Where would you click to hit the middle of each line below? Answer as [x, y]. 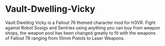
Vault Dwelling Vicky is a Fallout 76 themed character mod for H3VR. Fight [81, 23]
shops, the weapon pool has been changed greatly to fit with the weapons [81, 33]
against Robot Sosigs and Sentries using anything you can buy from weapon [82, 27]
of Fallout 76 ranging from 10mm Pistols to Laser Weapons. [65, 38]
